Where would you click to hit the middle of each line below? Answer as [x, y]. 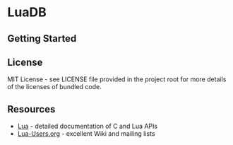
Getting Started [42, 39]
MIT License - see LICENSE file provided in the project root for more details [117, 79]
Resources [31, 109]
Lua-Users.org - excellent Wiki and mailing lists [86, 134]
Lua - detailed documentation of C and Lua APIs [87, 126]
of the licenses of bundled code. [54, 87]
